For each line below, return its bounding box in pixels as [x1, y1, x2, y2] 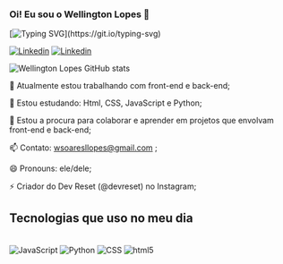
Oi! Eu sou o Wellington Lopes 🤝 [9, 8, 150, 21]
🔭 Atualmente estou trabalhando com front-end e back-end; [9, 81, 231, 91]
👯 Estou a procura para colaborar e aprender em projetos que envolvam [9, 115, 275, 126]
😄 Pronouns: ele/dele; [9, 163, 92, 174]
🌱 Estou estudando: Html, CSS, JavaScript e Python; [9, 98, 203, 108]
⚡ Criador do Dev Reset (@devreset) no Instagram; [9, 181, 197, 192]
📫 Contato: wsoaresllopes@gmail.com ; [9, 142, 159, 153]
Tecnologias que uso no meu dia [9, 210, 193, 226]
